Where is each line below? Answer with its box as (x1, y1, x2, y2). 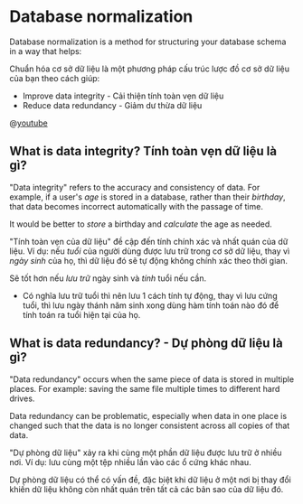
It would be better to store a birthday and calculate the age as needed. (9, 219, 273, 229)
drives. (9, 393, 35, 404)
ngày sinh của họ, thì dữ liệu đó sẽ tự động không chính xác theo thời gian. (9, 255, 288, 266)
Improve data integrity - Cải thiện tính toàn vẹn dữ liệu (22, 90, 224, 101)
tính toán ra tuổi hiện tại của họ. (22, 309, 141, 320)
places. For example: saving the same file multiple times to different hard (9, 383, 280, 394)
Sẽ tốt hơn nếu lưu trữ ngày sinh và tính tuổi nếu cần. (9, 273, 206, 284)
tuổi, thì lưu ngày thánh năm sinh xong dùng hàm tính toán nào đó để (22, 300, 279, 311)
